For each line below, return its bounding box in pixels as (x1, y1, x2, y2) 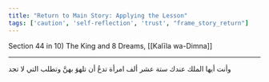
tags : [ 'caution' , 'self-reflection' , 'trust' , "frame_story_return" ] (8, 19, 249, 27)
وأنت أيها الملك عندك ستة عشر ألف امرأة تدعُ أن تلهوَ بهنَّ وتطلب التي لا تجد (8, 64, 231, 73)
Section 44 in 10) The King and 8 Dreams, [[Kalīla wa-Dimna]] (8, 41, 213, 50)
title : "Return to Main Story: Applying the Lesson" (8, 11, 188, 20)
